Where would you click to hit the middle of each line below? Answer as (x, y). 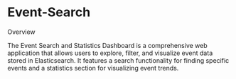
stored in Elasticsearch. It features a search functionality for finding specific (118, 60)
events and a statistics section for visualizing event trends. (93, 68)
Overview (21, 32)
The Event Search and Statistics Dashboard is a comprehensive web (107, 45)
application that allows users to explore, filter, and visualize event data (110, 53)
